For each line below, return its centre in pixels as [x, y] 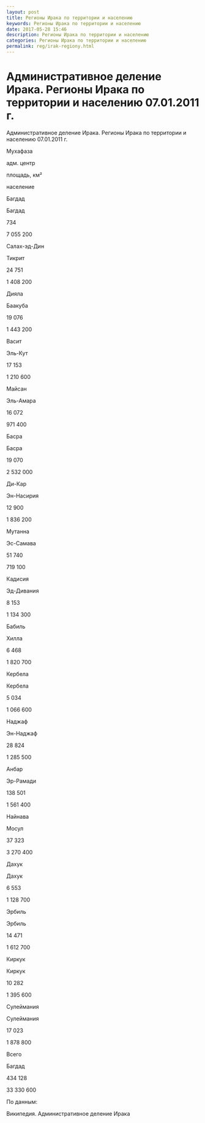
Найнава [18, 816]
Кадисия [18, 579]
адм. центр [21, 163]
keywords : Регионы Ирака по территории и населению [73, 23]
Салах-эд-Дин [25, 246]
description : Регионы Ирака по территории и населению [78, 35]
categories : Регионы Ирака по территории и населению [76, 40]
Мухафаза [20, 151]
